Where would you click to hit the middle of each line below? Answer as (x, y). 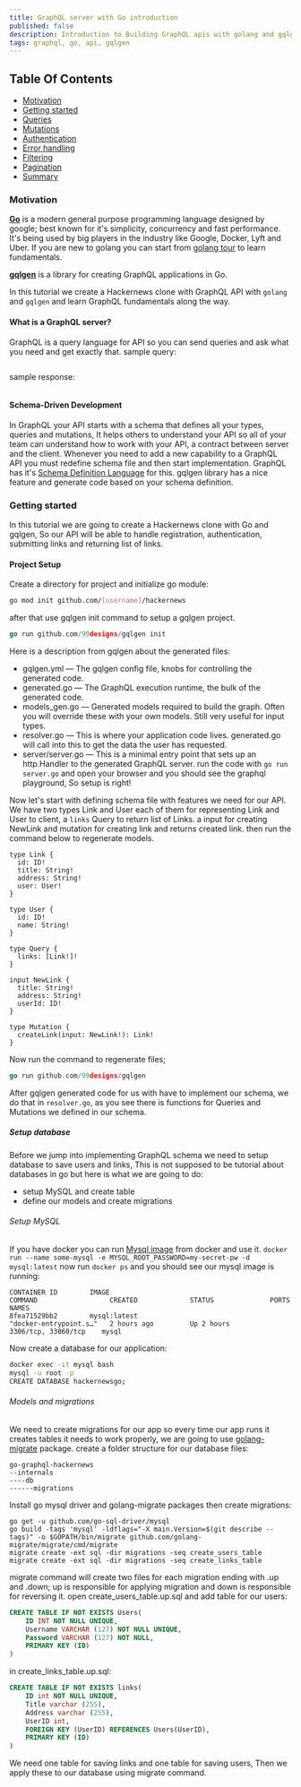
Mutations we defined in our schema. (78, 1112)
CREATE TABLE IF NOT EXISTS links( (76, 1688)
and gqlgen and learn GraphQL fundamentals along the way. (120, 302)
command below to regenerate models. (82, 838)
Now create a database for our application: (88, 1348)
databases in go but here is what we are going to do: (106, 1173)
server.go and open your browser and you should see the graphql (144, 773)
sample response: (42, 376)
